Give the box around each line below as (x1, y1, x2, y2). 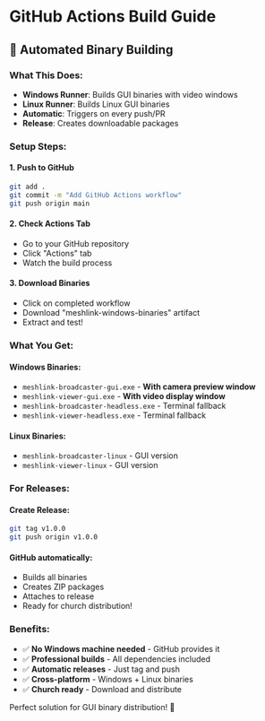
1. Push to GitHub (9, 162, 74, 173)
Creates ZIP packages (21, 581, 105, 593)
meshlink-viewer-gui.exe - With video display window (21, 391, 226, 402)
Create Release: (9, 504, 70, 515)
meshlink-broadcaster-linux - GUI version (21, 450, 179, 461)
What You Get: (9, 339, 74, 352)
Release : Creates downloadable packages (21, 117, 179, 128)
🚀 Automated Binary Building (9, 42, 174, 57)
